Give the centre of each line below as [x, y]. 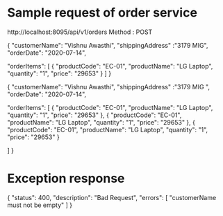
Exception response [66, 179]
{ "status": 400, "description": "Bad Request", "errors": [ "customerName [112, 197]
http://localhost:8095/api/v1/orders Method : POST [80, 32]
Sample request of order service [102, 13]
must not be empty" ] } [40, 205]
